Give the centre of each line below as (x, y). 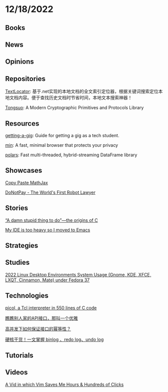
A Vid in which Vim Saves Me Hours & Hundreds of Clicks (64, 384)
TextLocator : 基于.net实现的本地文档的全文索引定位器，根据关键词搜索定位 (82, 92)
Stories (17, 208)
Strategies (22, 246)
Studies (17, 263)
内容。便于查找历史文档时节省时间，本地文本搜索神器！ (75, 98)
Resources (22, 123)
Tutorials (19, 356)
